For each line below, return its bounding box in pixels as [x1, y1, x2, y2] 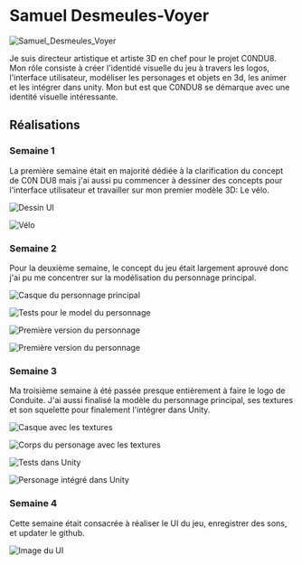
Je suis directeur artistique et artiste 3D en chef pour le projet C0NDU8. [9, 52, 278, 63]
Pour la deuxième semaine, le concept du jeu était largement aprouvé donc [9, 262, 289, 273]
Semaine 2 [9, 241, 57, 254]
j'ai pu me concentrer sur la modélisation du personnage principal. [9, 272, 257, 283]
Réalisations [9, 118, 80, 133]
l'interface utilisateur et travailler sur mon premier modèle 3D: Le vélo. [9, 184, 269, 195]
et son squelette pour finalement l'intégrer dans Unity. [9, 404, 211, 416]
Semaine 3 [9, 364, 57, 377]
